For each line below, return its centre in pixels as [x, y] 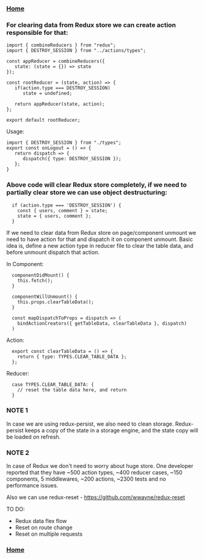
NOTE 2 [18, 453]
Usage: [15, 131]
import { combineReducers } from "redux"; [61, 45]
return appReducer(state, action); [60, 104]
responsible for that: [37, 32]
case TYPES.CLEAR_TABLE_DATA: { [53, 384]
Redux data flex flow [41, 521]
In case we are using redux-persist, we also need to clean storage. [90, 424]
